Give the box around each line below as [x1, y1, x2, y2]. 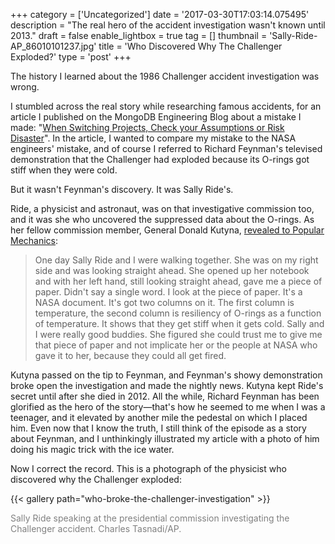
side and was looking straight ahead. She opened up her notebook [34, 265, 310, 276]
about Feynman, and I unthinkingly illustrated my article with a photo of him [10, 433, 320, 444]
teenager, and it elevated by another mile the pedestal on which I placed [10, 412, 308, 423]
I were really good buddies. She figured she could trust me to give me [34, 329, 323, 340]
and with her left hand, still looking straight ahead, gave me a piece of [34, 275, 323, 287]
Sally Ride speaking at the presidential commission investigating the [10, 512, 290, 524]
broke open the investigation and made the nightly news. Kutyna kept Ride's [10, 380, 324, 391]
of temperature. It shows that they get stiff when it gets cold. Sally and [34, 318, 325, 329]
